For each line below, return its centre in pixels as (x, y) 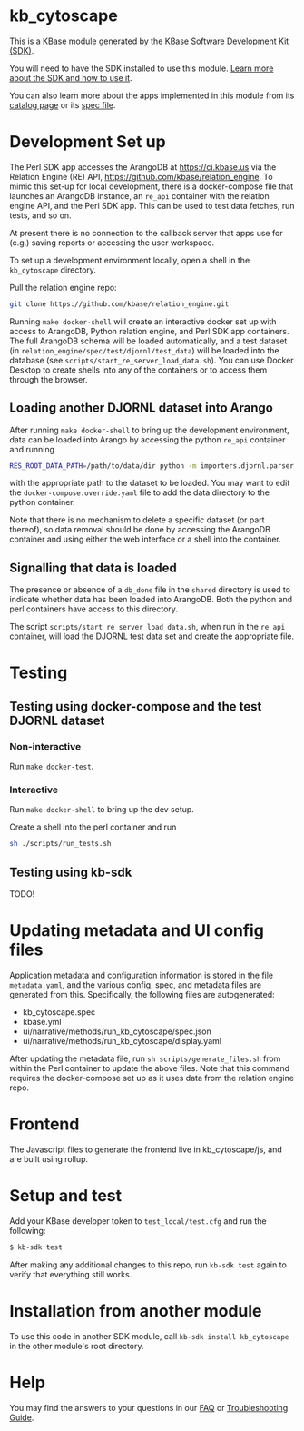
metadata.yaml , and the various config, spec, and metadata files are (135, 985)
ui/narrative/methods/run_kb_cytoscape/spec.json (117, 1031)
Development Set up (88, 142)
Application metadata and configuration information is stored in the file (142, 975)
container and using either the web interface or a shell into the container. (145, 539)
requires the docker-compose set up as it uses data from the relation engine (152, 1078)
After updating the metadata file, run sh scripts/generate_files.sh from (145, 1058)
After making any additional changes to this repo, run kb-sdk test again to (148, 1265)
